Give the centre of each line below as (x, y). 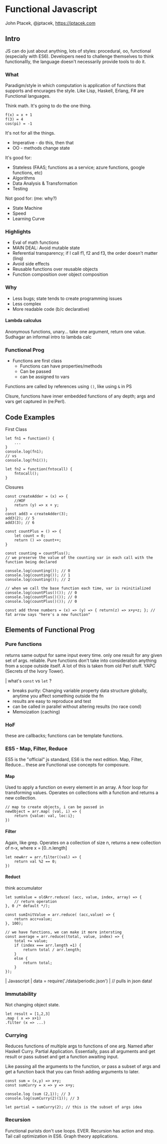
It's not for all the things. (30, 133)
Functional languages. (28, 96)
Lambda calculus (23, 320)
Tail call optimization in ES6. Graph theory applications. (62, 1136)
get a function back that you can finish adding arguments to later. (72, 1072)
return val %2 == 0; (35, 861)
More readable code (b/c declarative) (51, 309)
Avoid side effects (31, 264)
